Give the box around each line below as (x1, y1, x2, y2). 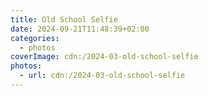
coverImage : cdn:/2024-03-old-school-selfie (10, 52, 199, 62)
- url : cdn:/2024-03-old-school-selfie (19, 71, 186, 81)
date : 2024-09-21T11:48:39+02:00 (10, 24, 150, 34)
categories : (10, 33, 60, 43)
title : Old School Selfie (10, 14, 118, 25)
